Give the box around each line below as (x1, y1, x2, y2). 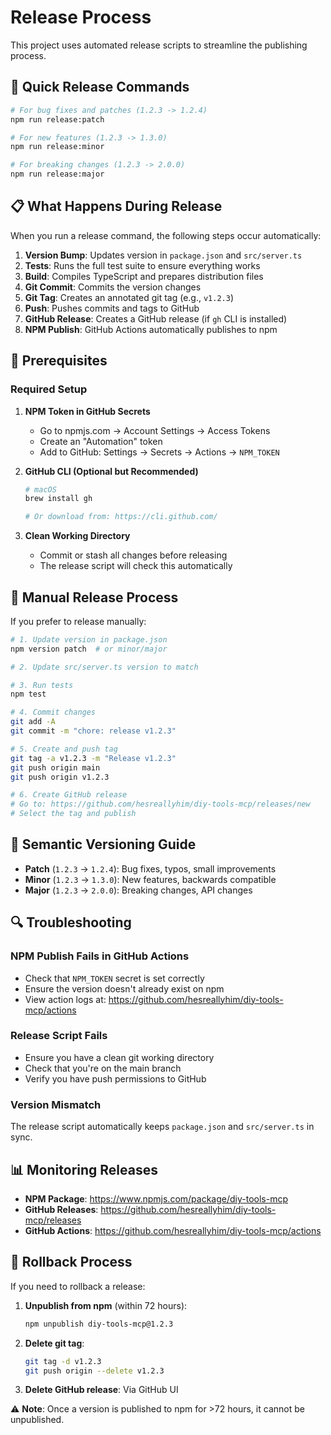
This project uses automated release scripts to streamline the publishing (10, 39, 308, 51)
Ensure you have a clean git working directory (24, 1051, 215, 1063)
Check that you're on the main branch (24, 1062, 182, 1074)
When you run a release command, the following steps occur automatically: (10, 229, 322, 241)
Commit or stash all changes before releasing (39, 549, 228, 561)
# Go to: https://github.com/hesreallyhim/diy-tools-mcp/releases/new (10, 799, 311, 810)
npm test (10, 689, 47, 700)
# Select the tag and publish (10, 809, 137, 819)
